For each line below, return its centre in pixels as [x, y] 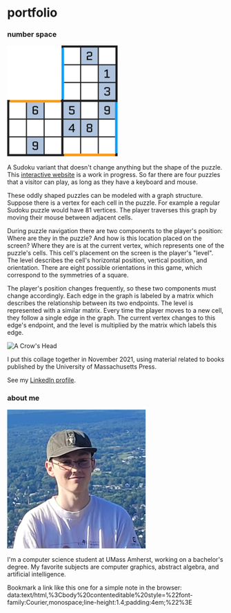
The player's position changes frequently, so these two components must [112, 289]
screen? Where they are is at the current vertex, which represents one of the [116, 246]
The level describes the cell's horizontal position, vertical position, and [107, 260]
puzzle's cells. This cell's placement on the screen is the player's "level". [110, 253]
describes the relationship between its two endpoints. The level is [100, 303]
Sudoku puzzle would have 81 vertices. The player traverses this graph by [112, 210]
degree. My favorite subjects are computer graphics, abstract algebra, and [113, 567]
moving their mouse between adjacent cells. [70, 218]
